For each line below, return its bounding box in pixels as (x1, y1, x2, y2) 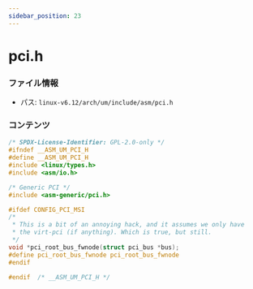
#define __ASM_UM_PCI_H (8, 153, 89, 162)
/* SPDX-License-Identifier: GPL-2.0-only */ (8, 139, 165, 147)
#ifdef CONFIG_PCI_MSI (8, 205, 85, 214)
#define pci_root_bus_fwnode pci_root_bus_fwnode (8, 251, 180, 259)
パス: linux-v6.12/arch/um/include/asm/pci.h (19, 97, 174, 107)
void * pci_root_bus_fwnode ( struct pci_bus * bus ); (8, 243, 180, 252)
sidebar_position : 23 (8, 11, 82, 20)
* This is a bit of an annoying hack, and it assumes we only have (11, 221, 245, 229)
